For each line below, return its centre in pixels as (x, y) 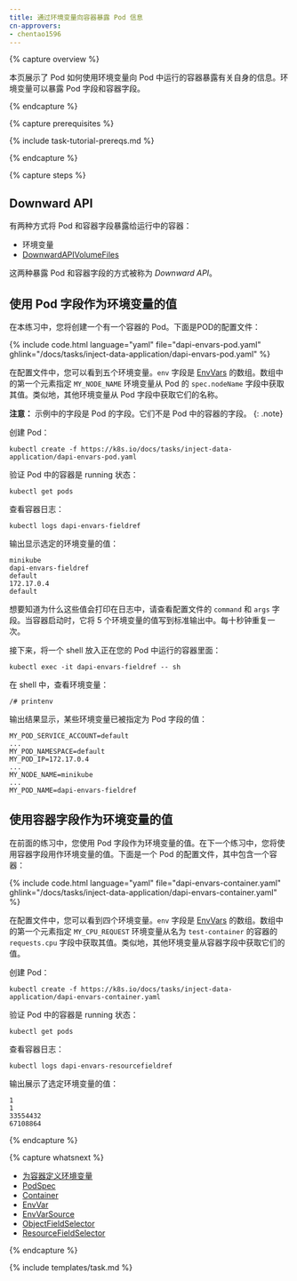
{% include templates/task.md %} (71, 1267)
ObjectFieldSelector (58, 1223)
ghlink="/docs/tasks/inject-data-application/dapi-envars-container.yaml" (143, 892)
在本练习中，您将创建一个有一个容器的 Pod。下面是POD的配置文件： (135, 327)
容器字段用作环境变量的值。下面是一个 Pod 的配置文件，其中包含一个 (143, 853)
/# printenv (31, 701)
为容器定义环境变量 (57, 1175)
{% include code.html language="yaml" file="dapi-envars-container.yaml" (145, 883)
